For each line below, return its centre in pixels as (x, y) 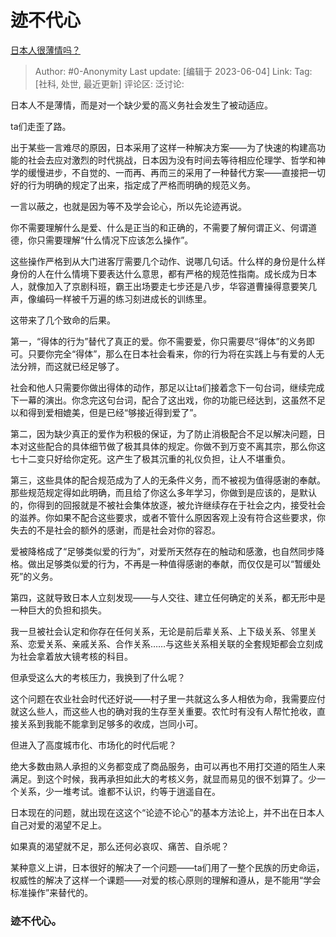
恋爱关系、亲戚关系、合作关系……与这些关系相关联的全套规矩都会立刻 (171, 643)
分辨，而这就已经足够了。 (71, 366)
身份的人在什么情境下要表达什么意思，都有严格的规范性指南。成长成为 (155, 273)
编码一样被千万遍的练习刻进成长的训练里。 (124, 298)
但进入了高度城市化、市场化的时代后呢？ (93, 745)
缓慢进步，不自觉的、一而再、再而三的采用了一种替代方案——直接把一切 (176, 172)
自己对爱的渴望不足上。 (58, 825)
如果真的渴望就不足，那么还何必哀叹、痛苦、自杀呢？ (120, 846)
